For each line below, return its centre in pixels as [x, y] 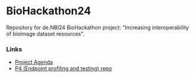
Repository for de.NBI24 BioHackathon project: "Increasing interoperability [97, 27]
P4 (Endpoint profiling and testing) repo [63, 68]
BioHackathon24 [48, 11]
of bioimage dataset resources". [45, 33]
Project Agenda [34, 62]
